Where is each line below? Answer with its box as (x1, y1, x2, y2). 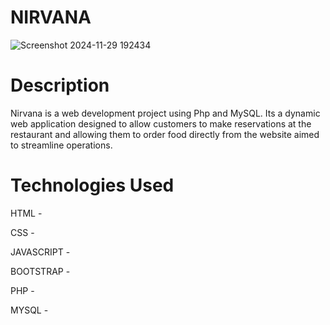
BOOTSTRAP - (10, 265, 71, 277)
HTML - (10, 207, 43, 219)
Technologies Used (10, 174, 175, 197)
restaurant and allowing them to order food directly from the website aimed (10, 128, 320, 140)
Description (10, 74, 110, 97)
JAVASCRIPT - (10, 246, 71, 258)
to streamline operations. (10, 139, 113, 151)
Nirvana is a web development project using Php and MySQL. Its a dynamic (10, 107, 321, 119)
